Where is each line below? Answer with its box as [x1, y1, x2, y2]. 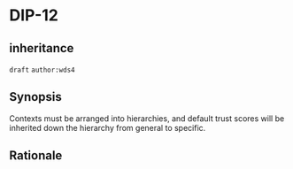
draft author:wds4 [9, 65, 75, 74]
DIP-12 [9, 5, 59, 26]
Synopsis [9, 89, 62, 104]
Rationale [9, 148, 63, 164]
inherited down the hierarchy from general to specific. [9, 122, 206, 133]
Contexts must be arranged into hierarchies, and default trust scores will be [9, 112, 285, 124]
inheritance [9, 41, 74, 56]
